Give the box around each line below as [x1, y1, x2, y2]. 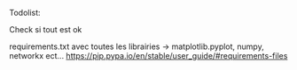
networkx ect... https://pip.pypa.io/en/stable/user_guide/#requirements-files [9, 51, 288, 60]
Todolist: [9, 8, 42, 17]
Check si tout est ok [9, 24, 82, 34]
